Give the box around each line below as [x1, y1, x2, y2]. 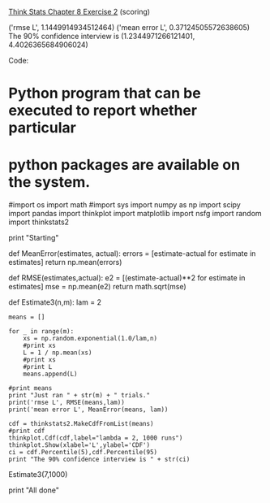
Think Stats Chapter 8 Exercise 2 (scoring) [8, 7, 151, 16]
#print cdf [8, 427, 45, 436]
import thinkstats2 [8, 217, 70, 227]
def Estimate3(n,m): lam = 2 [8, 297, 101, 307]
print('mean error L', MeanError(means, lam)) [8, 405, 169, 414]
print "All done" [8, 485, 59, 495]
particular [8, 119, 77, 137]
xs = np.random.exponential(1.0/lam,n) [23, 335, 158, 343]
